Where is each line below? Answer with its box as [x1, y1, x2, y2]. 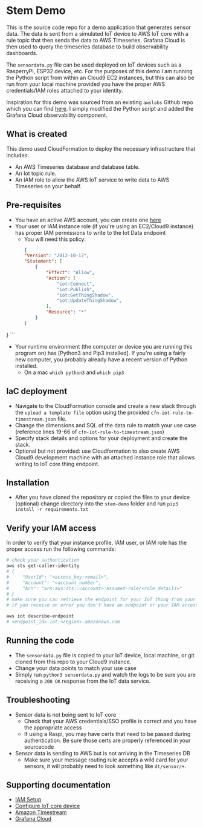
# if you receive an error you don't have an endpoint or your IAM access [6, 602, 199, 608]
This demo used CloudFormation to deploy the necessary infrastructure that [6, 145, 196, 152]
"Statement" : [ [24, 258, 62, 264]
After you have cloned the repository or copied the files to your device [14, 494, 190, 501]
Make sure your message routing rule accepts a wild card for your [24, 756, 188, 763]
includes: [6, 151, 29, 159]
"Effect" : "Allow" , [45, 270, 95, 276]
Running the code [6, 636, 74, 646]
